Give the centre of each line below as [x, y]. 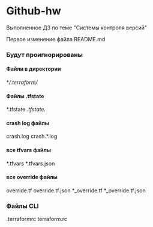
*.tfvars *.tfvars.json [31, 164]
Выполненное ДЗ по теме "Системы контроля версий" [77, 28]
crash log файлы [28, 123]
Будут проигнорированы [44, 55]
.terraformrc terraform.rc [37, 219]
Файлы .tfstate [25, 96]
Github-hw [34, 11]
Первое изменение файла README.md [56, 39]
